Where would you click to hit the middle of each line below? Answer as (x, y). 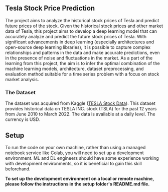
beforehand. (18, 169)
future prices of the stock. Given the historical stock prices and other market (84, 26)
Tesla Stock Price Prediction (50, 8)
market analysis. (22, 79)
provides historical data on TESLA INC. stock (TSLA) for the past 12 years (81, 109)
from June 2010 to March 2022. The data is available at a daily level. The (80, 114)
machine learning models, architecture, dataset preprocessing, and (74, 69)
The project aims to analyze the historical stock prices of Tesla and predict (82, 20)
